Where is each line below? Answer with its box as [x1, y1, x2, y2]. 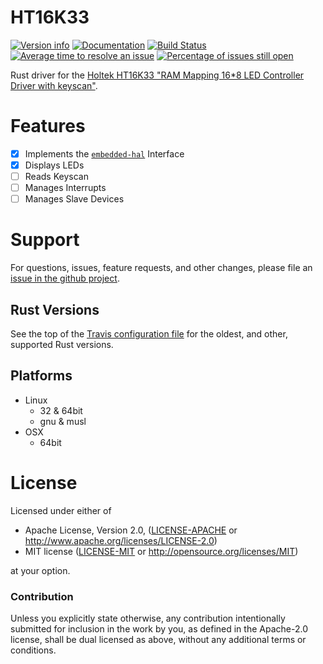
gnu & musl [39, 415, 87, 427]
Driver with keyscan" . [10, 79, 98, 91]
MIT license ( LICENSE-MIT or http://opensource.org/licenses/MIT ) [24, 545, 299, 557]
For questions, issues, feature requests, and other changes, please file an [10, 262, 313, 274]
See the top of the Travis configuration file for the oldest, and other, [10, 327, 288, 340]
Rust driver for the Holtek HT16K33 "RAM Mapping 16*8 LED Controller [10, 69, 305, 81]
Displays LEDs [24, 159, 85, 171]
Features [10, 115, 86, 138]
